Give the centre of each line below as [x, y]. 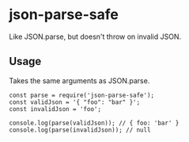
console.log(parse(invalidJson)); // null [80, 130]
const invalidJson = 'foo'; [55, 109]
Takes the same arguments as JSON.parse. [79, 80]
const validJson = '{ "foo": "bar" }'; [75, 102]
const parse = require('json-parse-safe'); [82, 95]
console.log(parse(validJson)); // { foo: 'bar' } [94, 123]
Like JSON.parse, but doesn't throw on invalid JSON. [95, 36]
